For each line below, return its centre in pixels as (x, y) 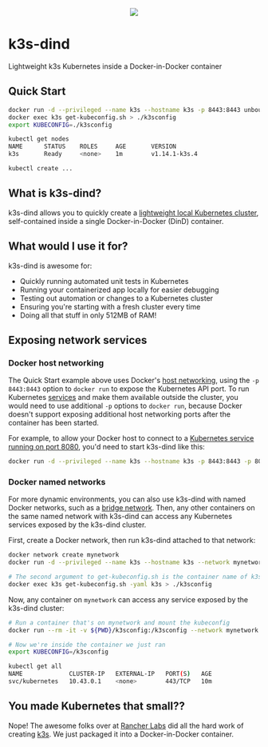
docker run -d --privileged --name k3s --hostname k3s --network (119, 563)
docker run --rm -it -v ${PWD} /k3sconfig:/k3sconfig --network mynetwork (134, 630)
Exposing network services (78, 340)
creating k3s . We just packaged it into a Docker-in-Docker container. (121, 734)
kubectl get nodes (39, 139)
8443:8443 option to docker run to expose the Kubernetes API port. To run (129, 389)
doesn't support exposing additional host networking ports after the (120, 414)
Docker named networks (57, 481)
